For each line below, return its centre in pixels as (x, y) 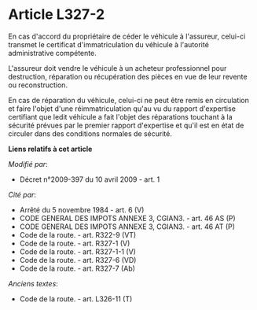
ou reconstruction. (38, 85)
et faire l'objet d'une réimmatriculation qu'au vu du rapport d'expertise (122, 109)
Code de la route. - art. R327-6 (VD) (78, 260)
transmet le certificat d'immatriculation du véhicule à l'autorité (109, 44)
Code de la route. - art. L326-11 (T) (76, 299)
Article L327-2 (57, 15)
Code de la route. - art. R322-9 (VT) (78, 234)
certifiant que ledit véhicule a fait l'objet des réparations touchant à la (120, 116)
